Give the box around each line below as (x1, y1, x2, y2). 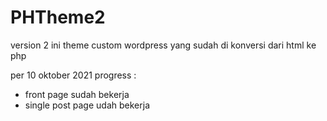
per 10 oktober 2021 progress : (10, 69, 137, 81)
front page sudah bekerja (24, 88, 130, 100)
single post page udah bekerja (24, 99, 150, 111)
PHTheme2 (10, 6, 106, 29)
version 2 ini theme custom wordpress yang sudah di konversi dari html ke (10, 39, 317, 51)
